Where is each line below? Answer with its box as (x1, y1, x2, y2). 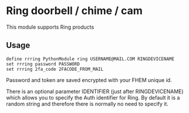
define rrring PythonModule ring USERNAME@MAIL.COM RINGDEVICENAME (6, 56, 175, 62)
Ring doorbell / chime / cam (6, 4, 143, 18)
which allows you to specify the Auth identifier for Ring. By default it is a (6, 94, 180, 101)
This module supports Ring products (6, 23, 95, 30)
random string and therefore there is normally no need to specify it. (6, 100, 169, 107)
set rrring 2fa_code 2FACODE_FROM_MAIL (6, 66, 104, 72)
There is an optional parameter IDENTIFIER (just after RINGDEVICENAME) (6, 88, 184, 95)
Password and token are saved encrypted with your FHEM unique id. (6, 76, 172, 83)
